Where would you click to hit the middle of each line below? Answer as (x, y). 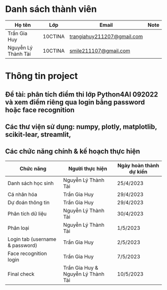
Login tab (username (32, 239)
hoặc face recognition (40, 110)
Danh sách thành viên (51, 9)
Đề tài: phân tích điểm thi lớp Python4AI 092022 (82, 94)
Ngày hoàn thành (138, 165)
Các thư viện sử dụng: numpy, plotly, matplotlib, (81, 127)
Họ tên (23, 25)
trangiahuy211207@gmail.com (106, 36)
